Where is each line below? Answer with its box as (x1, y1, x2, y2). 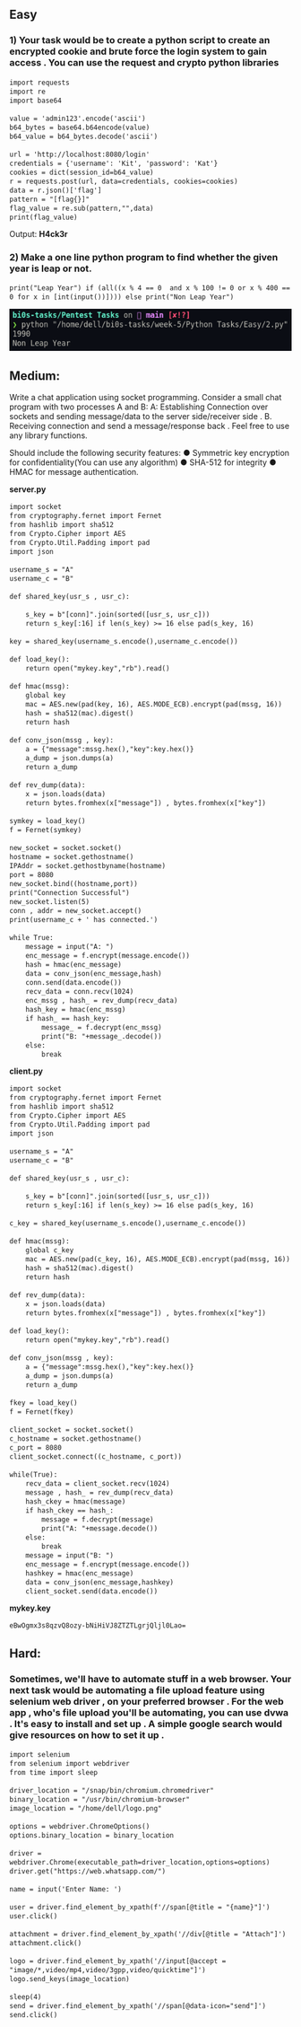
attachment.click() (9, 1939, 82, 1948)
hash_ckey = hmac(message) (25, 1497, 126, 1506)
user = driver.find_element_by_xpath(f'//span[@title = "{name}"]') (9, 1903, 271, 1912)
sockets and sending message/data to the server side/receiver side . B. (9, 411, 272, 422)
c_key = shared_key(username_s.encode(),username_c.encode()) (9, 1219, 246, 1228)
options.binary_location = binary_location (9, 1831, 175, 1840)
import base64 (9, 96, 63, 105)
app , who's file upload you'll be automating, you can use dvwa (9, 1706, 289, 1718)
